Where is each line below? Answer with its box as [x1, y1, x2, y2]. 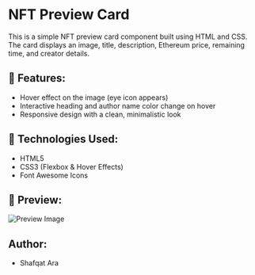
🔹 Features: [8, 71, 66, 85]
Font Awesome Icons [19, 170, 89, 180]
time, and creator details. [8, 48, 89, 58]
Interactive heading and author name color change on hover [19, 101, 216, 110]
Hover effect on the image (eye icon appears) [19, 93, 169, 102]
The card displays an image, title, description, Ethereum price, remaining [8, 40, 245, 49]
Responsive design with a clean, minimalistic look [19, 109, 181, 119]
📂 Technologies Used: [8, 132, 119, 146]
